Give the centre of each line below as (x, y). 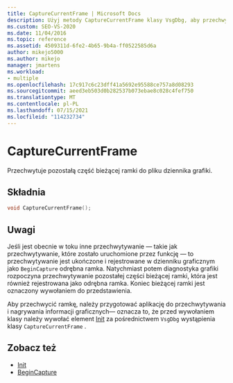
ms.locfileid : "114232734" (46, 117)
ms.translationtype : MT (42, 98)
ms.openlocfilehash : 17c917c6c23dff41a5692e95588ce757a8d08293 (101, 85)
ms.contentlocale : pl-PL (43, 104)
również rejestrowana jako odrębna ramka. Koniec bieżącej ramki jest (106, 283)
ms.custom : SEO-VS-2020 (42, 26)
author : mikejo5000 (35, 53)
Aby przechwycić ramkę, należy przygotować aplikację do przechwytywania (116, 304)
